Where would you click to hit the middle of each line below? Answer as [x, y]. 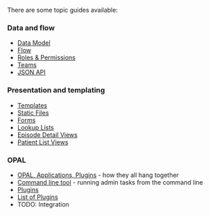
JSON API [32, 73]
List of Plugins [37, 197]
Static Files [33, 113]
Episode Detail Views [47, 135]
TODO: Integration [43, 204]
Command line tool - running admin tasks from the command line [110, 182]
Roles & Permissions [46, 57]
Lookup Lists [35, 127]
